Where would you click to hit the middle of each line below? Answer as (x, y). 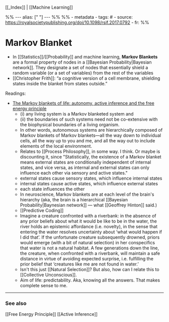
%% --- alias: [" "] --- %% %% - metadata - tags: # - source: (69, 17)
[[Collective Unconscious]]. (48, 275)
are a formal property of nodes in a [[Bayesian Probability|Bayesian (82, 62)
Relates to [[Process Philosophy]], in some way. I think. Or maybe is (90, 151)
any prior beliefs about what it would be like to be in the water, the (88, 221)
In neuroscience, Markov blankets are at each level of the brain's (87, 194)
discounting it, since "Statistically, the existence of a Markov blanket (91, 156)
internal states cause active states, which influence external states (89, 183)
